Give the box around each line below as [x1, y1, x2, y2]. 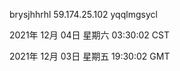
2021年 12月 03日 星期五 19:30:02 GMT [9, 50, 171, 62]
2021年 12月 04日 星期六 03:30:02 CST [9, 29, 170, 41]
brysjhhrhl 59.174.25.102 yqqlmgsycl [9, 9, 158, 20]
